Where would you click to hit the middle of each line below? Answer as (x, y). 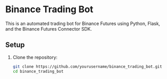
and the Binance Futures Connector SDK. (49, 29)
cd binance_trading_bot (38, 71)
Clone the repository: (35, 57)
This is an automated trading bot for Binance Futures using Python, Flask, (83, 23)
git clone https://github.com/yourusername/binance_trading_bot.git (87, 67)
